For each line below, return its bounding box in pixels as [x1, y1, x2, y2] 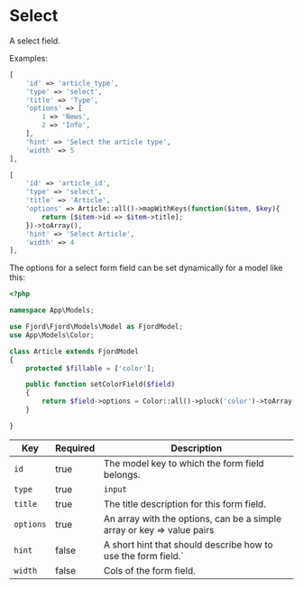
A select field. [9, 35, 60, 46]
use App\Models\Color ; [9, 331, 95, 340]
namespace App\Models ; [9, 306, 95, 315]
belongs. [103, 468, 141, 481]
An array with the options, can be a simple [103, 512, 282, 525]
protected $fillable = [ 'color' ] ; [25, 363, 155, 373]
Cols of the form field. [103, 564, 197, 576]
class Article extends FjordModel [9, 347, 140, 356]
